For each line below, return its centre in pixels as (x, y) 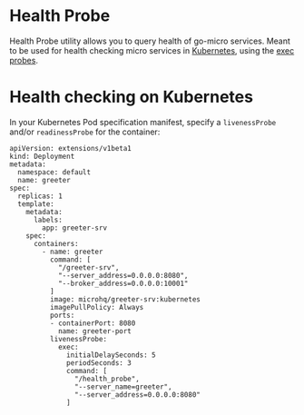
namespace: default (54, 172)
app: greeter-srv (74, 228)
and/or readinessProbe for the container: (85, 132)
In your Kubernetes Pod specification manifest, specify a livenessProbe (143, 122)
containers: (56, 243)
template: (36, 204)
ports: (62, 315)
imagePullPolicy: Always (97, 307)
